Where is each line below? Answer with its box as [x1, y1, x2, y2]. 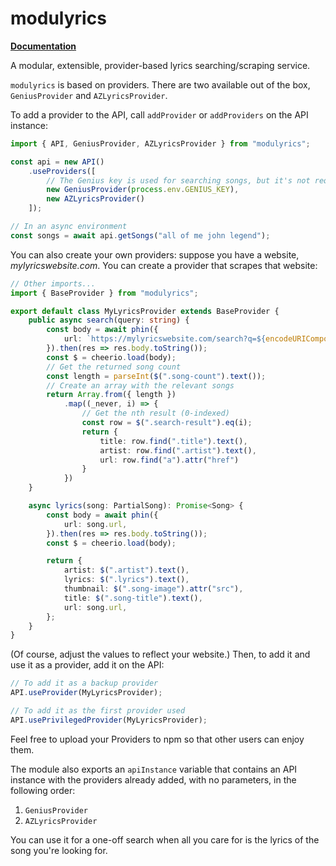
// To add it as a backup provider [10, 678, 159, 689]
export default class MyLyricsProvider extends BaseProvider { [10, 306, 280, 316]
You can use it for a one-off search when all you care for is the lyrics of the [10, 833, 320, 846]
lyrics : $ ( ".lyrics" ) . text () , [63, 575, 190, 585]
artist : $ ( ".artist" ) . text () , [63, 565, 190, 576]
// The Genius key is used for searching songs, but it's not [46, 175, 311, 186]
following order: [10, 784, 76, 796]
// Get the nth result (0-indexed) [81, 408, 230, 419]
